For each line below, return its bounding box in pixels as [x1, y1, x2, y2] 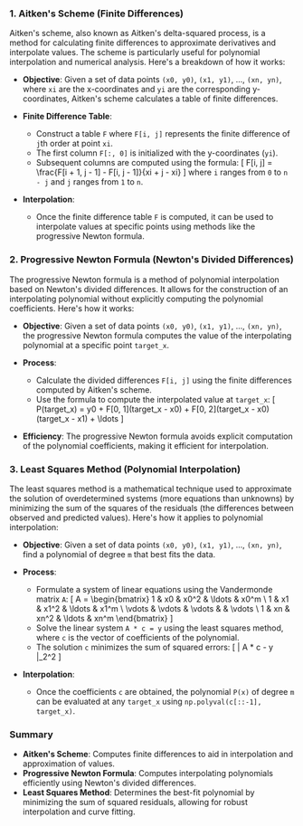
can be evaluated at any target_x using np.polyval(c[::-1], [35, 696, 262, 707]
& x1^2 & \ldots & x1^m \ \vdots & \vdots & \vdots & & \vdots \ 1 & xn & [35, 603, 291, 613]
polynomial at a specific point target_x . [22, 339, 170, 350]
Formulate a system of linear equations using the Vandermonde [35, 584, 273, 594]
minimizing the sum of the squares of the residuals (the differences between [9, 502, 294, 513]
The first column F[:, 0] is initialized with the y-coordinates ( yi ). [35, 147, 279, 158]
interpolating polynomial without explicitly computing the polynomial [9, 293, 264, 304]
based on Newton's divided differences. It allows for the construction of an [9, 283, 289, 294]
